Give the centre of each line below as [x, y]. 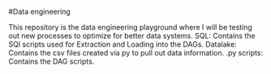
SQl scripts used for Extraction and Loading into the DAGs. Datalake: [123, 44]
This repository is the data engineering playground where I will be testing [131, 27]
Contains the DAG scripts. [52, 61]
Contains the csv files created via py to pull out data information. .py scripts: [136, 53]
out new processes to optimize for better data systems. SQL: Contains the [132, 36]
